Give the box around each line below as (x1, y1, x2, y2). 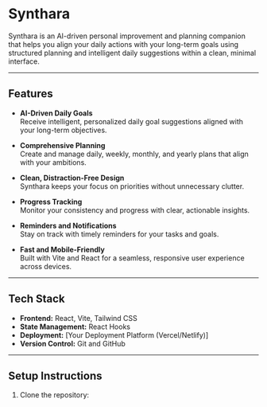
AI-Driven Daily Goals (19, 108, 93, 118)
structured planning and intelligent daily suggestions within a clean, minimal (8, 48, 257, 57)
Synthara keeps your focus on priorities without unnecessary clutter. (19, 181, 245, 191)
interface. (8, 57, 40, 66)
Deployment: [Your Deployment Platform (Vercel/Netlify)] (19, 330, 209, 339)
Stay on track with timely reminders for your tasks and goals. (19, 229, 219, 239)
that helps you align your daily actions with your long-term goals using (8, 39, 239, 49)
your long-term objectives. (19, 125, 107, 135)
